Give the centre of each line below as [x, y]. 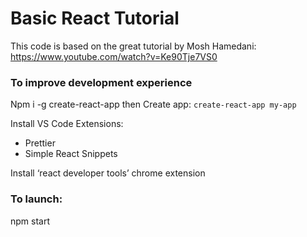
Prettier [40, 143]
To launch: [36, 199]
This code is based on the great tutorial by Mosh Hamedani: [133, 46]
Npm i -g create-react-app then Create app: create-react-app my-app [153, 104]
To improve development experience [101, 82]
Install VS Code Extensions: [67, 124]
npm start [30, 221]
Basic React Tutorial [95, 18]
